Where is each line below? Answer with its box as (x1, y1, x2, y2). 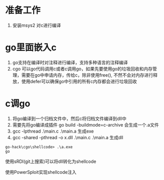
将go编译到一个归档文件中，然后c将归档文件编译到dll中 (12, 115, 127, 122)
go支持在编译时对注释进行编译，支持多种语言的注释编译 (12, 59, 128, 66)
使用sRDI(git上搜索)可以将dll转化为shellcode (5, 158, 96, 164)
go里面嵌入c (5, 42, 57, 53)
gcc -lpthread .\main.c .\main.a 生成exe (12, 128, 94, 134)
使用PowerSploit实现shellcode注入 (5, 169, 77, 175)
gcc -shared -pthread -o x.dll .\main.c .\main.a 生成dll (12, 134, 124, 140)
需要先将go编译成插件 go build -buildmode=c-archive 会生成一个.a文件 (12, 122, 159, 128)
